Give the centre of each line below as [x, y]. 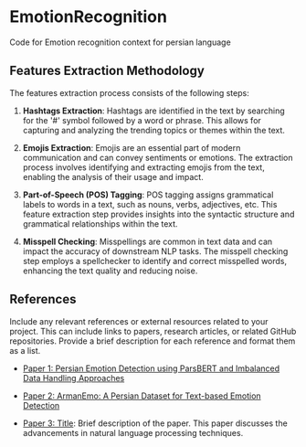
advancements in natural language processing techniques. [133, 432]
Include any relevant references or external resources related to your [139, 321]
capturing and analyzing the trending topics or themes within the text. [154, 130]
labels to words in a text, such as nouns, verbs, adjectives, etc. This [150, 204]
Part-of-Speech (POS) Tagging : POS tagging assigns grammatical [148, 195]
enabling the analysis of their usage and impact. [113, 176]
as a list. [25, 350]
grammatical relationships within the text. [100, 223]
